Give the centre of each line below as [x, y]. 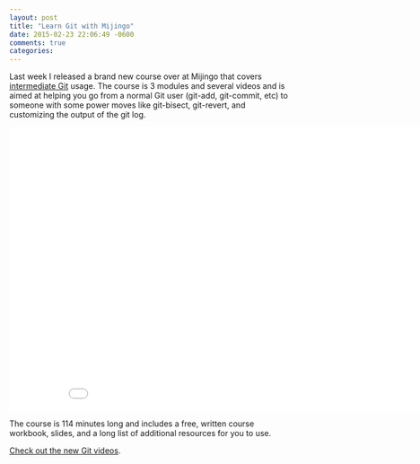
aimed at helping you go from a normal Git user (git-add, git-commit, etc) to [149, 96]
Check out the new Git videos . [65, 451]
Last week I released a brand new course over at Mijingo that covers [136, 76]
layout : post [34, 18]
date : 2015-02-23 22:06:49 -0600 [72, 34]
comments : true [38, 43]
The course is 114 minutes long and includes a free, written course [132, 424]
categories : [31, 51]
